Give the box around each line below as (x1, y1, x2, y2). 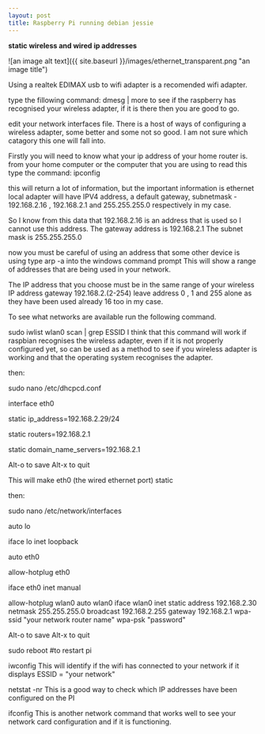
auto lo (8, 521, 31, 531)
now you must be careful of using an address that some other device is (8, 247, 240, 257)
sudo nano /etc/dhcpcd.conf (8, 383, 101, 393)
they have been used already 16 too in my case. (8, 296, 164, 306)
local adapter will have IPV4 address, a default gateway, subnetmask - (8, 192, 237, 201)
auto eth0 (8, 552, 40, 561)
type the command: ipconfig (8, 168, 100, 177)
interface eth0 (8, 398, 55, 408)
